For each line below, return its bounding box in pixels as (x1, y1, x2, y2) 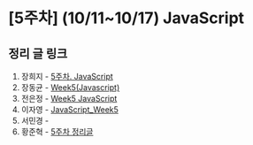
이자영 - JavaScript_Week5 (20, 104, 119, 115)
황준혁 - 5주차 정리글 (20, 126, 94, 137)
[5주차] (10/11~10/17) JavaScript (8, 8, 245, 28)
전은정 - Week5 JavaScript (20, 94, 118, 103)
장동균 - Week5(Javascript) (20, 82, 120, 93)
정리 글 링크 (8, 46, 68, 61)
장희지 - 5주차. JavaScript (20, 72, 114, 81)
